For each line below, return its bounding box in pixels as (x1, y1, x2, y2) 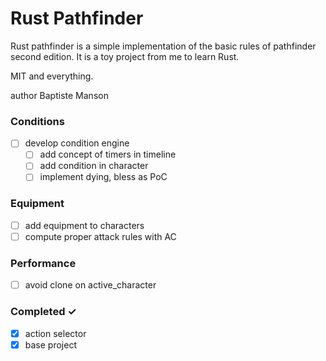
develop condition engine (24, 137, 130, 149)
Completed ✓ (10, 305, 77, 319)
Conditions (10, 114, 65, 128)
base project (24, 338, 77, 351)
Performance (10, 256, 77, 270)
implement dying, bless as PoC (39, 171, 168, 183)
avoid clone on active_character (24, 279, 157, 291)
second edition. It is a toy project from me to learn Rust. (10, 50, 240, 62)
